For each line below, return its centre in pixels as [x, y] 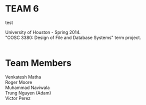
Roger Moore [19, 82]
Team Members [38, 63]
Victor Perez [18, 98]
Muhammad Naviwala [27, 87]
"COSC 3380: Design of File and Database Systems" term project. [73, 37]
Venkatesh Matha [23, 77]
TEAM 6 [22, 9]
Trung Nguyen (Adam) [28, 92]
